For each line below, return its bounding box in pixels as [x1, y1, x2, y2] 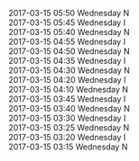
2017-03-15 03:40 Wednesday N [8, 103, 130, 113]
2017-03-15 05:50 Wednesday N [8, 8, 130, 18]
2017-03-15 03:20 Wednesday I [8, 132, 126, 142]
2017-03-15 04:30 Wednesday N [8, 65, 130, 76]
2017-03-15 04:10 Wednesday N [8, 85, 128, 94]
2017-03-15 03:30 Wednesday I [8, 112, 126, 123]
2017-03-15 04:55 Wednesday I [8, 36, 126, 47]
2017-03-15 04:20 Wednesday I [8, 75, 126, 85]
